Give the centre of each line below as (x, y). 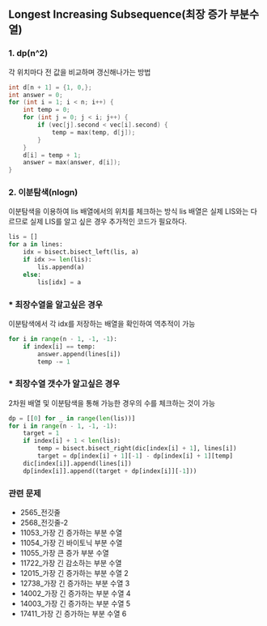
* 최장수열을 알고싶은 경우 (56, 304)
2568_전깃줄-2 (44, 522)
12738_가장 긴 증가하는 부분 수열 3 (75, 583)
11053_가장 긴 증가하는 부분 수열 (71, 532)
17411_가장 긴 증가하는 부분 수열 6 (73, 613)
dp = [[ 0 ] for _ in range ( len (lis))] (72, 418)
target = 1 (41, 433)
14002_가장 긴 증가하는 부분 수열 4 (75, 593)
